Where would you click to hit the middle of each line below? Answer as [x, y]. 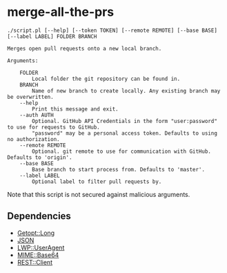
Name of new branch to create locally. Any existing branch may [126, 91]
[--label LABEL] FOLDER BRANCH [52, 36]
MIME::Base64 [38, 255]
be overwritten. [30, 97]
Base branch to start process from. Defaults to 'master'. [119, 169]
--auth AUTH [37, 115]
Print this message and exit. [75, 109]
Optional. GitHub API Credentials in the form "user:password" [125, 121]
